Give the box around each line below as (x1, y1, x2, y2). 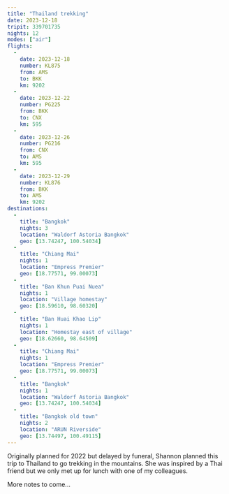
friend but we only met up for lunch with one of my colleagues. (7, 466, 189, 475)
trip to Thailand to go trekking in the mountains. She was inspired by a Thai (7, 459, 223, 467)
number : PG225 (20, 101, 61, 108)
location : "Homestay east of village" (20, 328, 133, 335)
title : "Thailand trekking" (7, 10, 89, 17)
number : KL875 (20, 62, 61, 69)
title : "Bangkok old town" (20, 413, 98, 420)
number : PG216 (20, 140, 61, 147)
